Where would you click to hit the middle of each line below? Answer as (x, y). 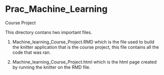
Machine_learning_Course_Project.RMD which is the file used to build (83, 42)
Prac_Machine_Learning (56, 9)
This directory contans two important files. (49, 32)
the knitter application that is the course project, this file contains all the (85, 47)
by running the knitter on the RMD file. (51, 67)
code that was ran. (32, 52)
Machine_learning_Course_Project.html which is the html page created (84, 62)
